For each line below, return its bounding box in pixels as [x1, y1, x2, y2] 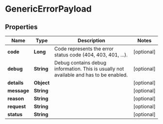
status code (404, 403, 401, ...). [54, 52, 128, 58]
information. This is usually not [54, 66, 124, 72]
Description [77, 37, 106, 44]
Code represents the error [54, 45, 114, 52]
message [7, 88, 29, 94]
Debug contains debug [54, 59, 107, 66]
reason [7, 95, 24, 102]
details [7, 79, 24, 86]
